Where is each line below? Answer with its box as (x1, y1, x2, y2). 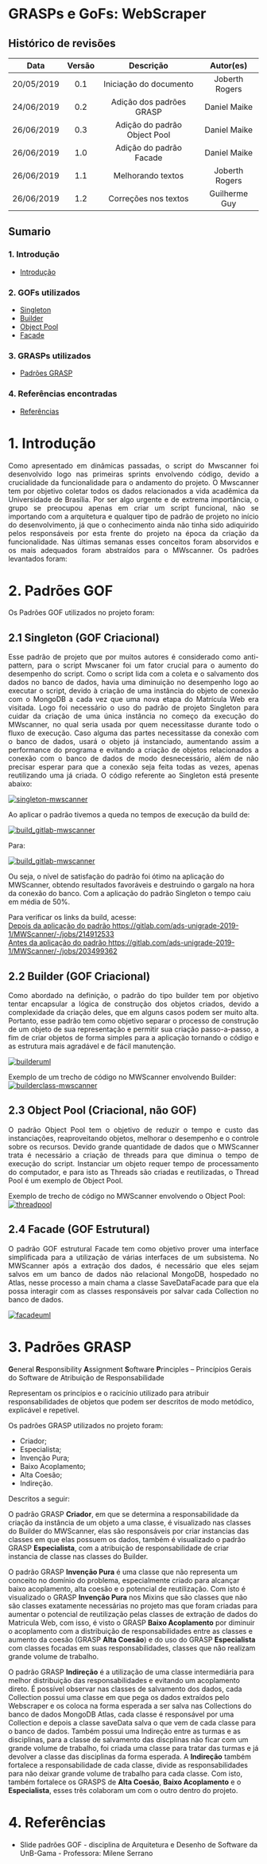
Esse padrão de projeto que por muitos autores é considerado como (8, 652, 241, 662)
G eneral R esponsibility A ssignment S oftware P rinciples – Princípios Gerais (8, 1364, 252, 1374)
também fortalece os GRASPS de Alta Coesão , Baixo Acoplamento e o (8, 1777, 242, 1787)
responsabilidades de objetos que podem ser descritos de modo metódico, (8, 1396, 254, 1406)
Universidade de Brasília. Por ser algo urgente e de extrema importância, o (8, 495, 259, 504)
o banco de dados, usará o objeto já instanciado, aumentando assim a (8, 737, 259, 746)
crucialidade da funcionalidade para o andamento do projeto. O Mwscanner (8, 477, 259, 487)
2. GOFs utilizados (8, 287, 81, 298)
